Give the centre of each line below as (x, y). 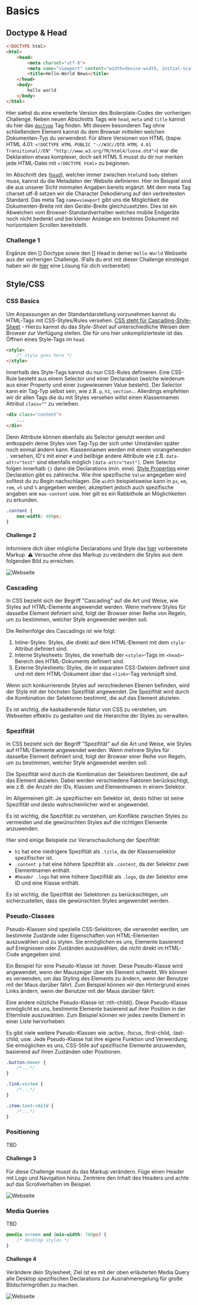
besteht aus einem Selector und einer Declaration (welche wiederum (101, 379)
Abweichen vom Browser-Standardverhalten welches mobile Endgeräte (93, 212)
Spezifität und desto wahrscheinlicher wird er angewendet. (78, 805)
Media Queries (27, 1211)
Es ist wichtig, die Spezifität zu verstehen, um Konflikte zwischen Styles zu (97, 816)
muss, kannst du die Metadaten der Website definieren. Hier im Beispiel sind (99, 181)
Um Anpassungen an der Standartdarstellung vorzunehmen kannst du (91, 314)
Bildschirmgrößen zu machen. (43, 1285)
